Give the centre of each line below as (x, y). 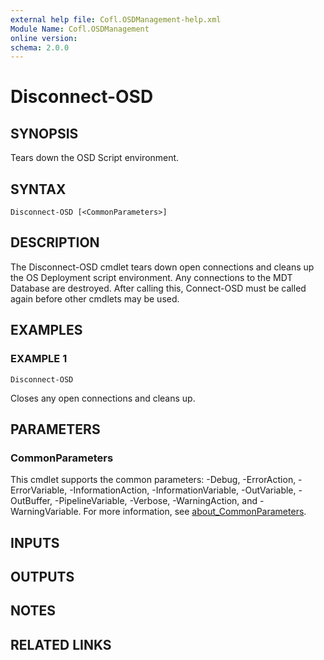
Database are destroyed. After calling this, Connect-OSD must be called (158, 288)
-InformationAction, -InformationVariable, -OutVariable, (183, 490)
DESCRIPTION (55, 242)
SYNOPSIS (44, 133)
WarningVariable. (46, 512)
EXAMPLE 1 (39, 359)
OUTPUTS (42, 577)
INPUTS (35, 542)
